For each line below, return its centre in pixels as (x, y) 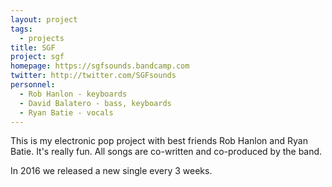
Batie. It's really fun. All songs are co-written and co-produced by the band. (166, 152)
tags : (21, 29)
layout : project (44, 19)
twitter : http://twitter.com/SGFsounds (93, 76)
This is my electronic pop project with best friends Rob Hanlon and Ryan (159, 141)
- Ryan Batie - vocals (66, 112)
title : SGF (33, 47)
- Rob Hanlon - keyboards (73, 94)
